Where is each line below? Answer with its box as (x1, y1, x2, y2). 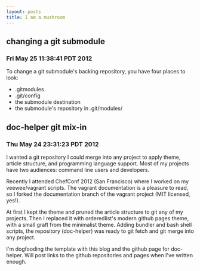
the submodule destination (14, 98, 81, 106)
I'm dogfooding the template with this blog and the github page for (6, 245, 170, 252)
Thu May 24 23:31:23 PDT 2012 (6, 140, 99, 148)
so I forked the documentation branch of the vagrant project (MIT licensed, (6, 190, 190, 198)
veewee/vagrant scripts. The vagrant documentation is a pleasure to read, (6, 184, 189, 191)
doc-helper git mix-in (6, 122, 87, 132)
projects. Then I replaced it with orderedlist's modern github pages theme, (6, 214, 189, 221)
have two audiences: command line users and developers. (6, 166, 150, 173)
